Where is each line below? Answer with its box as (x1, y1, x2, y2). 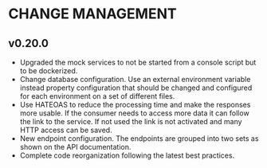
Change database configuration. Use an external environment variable (19, 75, 251, 84)
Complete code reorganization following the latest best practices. (19, 150, 235, 160)
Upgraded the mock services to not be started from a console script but (19, 57, 257, 67)
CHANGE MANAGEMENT (8, 5, 177, 23)
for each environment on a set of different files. (19, 92, 175, 100)
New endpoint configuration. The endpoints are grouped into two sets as (19, 134, 259, 143)
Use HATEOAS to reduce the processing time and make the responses (19, 100, 251, 109)
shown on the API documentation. (19, 143, 132, 151)
